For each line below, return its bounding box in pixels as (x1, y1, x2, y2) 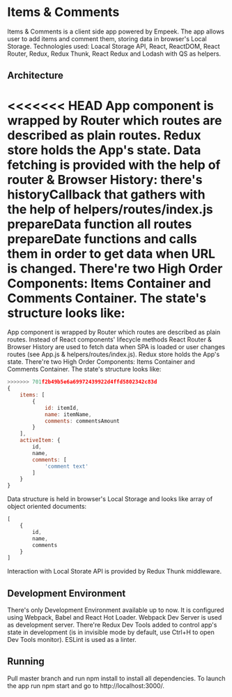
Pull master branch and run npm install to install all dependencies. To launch (7, 674, 226, 682)
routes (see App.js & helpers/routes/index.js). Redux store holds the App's (7, 350, 220, 359)
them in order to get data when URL (7, 245, 216, 261)
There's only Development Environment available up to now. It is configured (7, 606, 224, 614)
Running (7, 656, 45, 668)
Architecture (7, 70, 64, 82)
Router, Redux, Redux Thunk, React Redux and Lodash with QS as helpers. (7, 49, 222, 58)
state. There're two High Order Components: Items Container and (7, 358, 195, 366)
